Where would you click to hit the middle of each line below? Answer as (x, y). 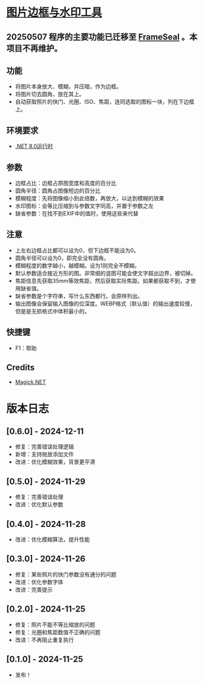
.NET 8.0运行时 (34, 146)
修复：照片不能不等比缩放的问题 (55, 624)
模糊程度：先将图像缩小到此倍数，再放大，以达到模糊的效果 (90, 198)
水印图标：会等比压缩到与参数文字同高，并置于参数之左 (84, 206)
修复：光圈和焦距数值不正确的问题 (58, 632)
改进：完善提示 (34, 589)
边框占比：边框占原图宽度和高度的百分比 (66, 183)
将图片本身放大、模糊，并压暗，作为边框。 (68, 86)
